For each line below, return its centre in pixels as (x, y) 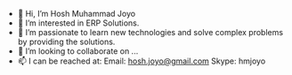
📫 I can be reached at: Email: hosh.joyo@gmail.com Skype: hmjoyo (142, 61)
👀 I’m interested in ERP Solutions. (78, 23)
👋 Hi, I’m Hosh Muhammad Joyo (77, 14)
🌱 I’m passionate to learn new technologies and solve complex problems (150, 32)
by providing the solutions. (66, 41)
